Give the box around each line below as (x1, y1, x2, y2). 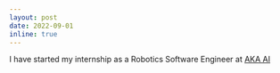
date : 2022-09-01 (9, 21, 74, 30)
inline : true (9, 29, 58, 38)
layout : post (9, 12, 58, 22)
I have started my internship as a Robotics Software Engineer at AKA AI (9, 54, 271, 65)
